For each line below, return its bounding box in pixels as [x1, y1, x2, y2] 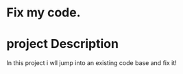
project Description [6, 36, 119, 52]
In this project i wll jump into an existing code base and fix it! [6, 59, 178, 67]
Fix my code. [6, 5, 81, 21]
